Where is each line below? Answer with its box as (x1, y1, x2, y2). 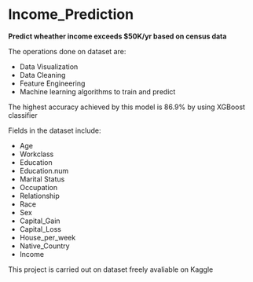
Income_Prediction (8, 5, 134, 24)
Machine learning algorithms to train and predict (19, 86, 176, 96)
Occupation (19, 182, 57, 192)
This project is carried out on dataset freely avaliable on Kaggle (8, 265, 214, 274)
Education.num (19, 166, 69, 175)
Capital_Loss (19, 224, 61, 233)
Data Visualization (19, 61, 79, 71)
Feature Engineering (19, 79, 86, 88)
